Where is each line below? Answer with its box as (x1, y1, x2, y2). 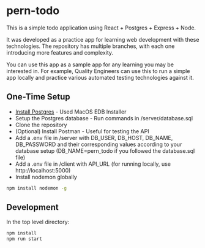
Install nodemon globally (15, 173, 78, 180)
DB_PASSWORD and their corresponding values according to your (15, 141, 182, 148)
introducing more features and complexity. (6, 48, 114, 56)
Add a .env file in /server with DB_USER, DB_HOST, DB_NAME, (15, 134, 173, 141)
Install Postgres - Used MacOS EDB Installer (15, 108, 127, 115)
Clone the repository (15, 121, 67, 128)
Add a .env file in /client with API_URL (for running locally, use (15, 160, 171, 168)
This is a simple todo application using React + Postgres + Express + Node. (6, 24, 196, 31)
